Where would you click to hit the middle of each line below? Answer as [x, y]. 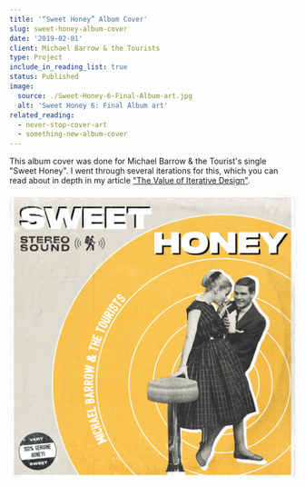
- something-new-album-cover [73, 134]
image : [22, 86]
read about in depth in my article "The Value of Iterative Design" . [130, 181]
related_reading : [42, 115]
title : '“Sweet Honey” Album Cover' [79, 19]
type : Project [36, 58]
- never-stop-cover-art [62, 124]
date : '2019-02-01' [46, 38]
